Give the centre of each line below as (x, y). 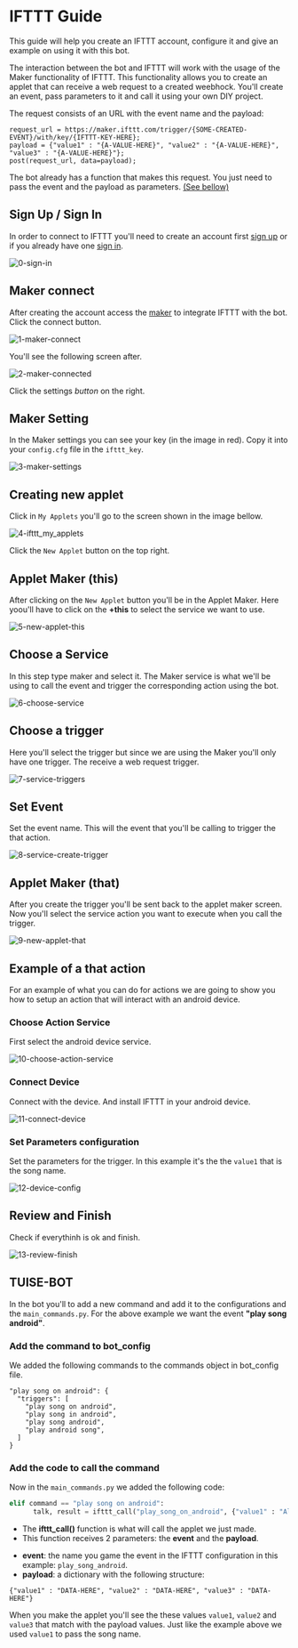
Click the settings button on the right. (77, 391)
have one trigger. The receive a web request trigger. (104, 762)
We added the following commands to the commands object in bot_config (144, 1365)
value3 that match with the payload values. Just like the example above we (145, 1624)
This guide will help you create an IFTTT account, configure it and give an (144, 41)
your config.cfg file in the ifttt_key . (77, 449)
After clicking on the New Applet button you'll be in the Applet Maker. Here (144, 600)
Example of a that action (78, 969)
